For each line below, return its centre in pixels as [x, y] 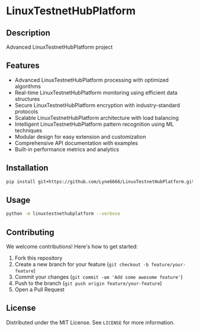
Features [23, 66]
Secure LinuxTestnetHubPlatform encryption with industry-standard [97, 105]
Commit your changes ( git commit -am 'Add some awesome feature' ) [99, 277]
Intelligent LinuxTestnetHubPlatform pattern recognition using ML [94, 124]
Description [28, 33]
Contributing [30, 232]
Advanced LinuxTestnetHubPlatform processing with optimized [92, 80]
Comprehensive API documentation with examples [76, 143]
